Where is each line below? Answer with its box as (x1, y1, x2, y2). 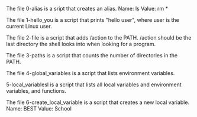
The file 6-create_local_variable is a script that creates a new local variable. (6, 99, 190, 106)
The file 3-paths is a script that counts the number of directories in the (6, 52, 178, 58)
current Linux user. (6, 23, 52, 30)
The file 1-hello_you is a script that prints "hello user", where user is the (6, 17, 179, 23)
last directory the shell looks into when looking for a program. (6, 41, 156, 47)
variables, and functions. (6, 87, 67, 94)
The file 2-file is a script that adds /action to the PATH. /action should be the (6, 34, 192, 41)
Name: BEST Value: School (6, 105, 72, 112)
